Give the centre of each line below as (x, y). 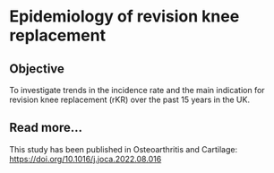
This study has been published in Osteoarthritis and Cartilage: (124, 149)
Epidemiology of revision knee (124, 17)
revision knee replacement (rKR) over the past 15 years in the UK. (130, 99)
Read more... (46, 128)
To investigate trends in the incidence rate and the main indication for (137, 90)
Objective (37, 69)
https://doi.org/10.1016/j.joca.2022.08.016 (86, 159)
